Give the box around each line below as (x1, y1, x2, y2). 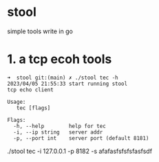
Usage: (7, 98, 26, 105)
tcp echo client (7, 86, 54, 93)
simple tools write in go (7, 27, 74, 35)
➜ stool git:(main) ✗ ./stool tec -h (7, 74, 118, 81)
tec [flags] (16, 105, 51, 111)
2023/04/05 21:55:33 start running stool (7, 80, 128, 87)
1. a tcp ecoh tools (7, 51, 112, 67)
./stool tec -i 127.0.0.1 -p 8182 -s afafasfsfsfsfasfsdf (7, 147, 153, 155)
